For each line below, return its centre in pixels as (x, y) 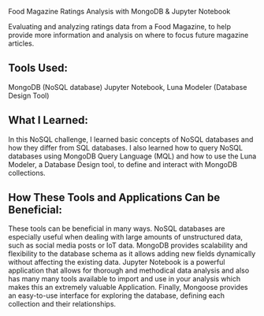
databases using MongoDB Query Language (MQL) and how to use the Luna (132, 156)
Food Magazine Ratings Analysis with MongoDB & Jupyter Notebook (119, 11)
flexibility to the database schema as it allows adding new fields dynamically (132, 254)
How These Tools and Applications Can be (114, 197)
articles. (21, 43)
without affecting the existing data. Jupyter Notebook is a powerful (117, 262)
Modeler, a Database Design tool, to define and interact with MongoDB (123, 164)
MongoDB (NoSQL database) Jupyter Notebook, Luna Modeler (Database (128, 87)
